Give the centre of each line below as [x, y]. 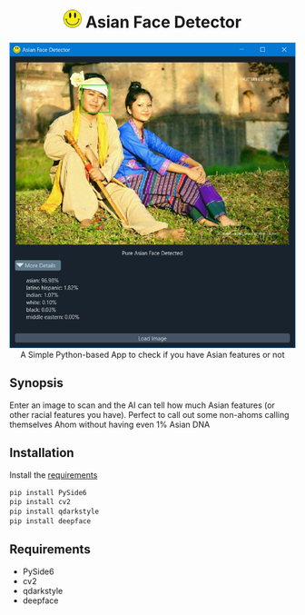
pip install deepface [50, 521]
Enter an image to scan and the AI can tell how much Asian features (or [142, 405]
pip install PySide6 [49, 492]
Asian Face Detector [163, 22]
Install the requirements [54, 475]
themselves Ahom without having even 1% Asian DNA [110, 424]
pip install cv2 [40, 502]
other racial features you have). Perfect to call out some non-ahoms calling [149, 414]
